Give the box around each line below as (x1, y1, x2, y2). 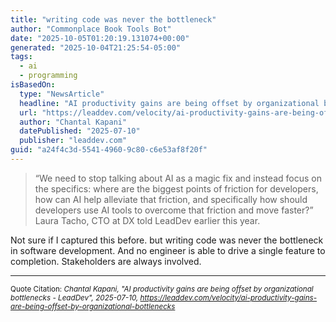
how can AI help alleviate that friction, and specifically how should (34, 193, 308, 205)
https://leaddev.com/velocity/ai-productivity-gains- (139, 292, 318, 303)
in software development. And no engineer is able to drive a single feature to (10, 244, 326, 256)
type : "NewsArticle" (19, 89, 105, 99)
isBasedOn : (10, 80, 56, 90)
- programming (19, 71, 78, 81)
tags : (10, 52, 33, 62)
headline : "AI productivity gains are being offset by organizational (19, 98, 320, 108)
